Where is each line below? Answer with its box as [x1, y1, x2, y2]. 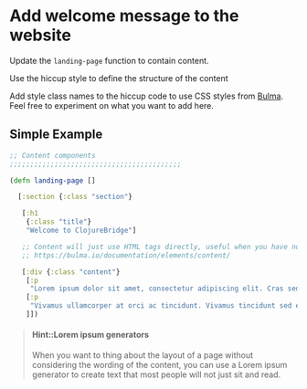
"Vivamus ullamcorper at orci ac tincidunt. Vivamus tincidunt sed [29, 301, 292, 310]
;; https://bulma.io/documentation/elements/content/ [21, 250, 231, 260]
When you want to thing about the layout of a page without [31, 350, 254, 361]
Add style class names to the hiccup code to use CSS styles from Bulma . [9, 90, 284, 101]
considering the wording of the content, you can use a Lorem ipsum [31, 360, 288, 371]
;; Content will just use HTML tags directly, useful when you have [21, 242, 288, 251]
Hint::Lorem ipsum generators [31, 330, 149, 341]
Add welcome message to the [9, 5, 239, 26]
